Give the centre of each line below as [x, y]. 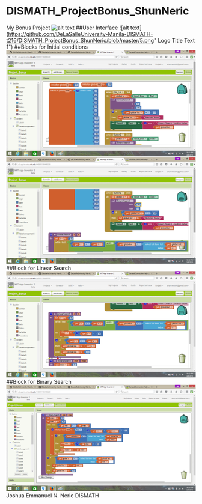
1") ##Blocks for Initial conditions [47, 47]
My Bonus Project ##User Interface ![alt [68, 28]
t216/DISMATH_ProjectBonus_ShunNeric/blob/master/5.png [80, 40]
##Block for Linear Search [39, 268]
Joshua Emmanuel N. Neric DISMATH [53, 495]
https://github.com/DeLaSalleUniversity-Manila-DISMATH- [81, 34]
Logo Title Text [176, 40]
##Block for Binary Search [39, 381]
